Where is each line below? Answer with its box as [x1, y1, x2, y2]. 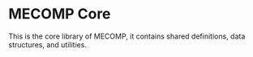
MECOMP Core [8, 5, 111, 23]
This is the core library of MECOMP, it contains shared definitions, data [8, 31, 246, 41]
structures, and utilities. [8, 39, 88, 49]
